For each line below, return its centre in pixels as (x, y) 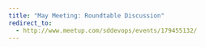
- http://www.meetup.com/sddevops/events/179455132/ (107, 30)
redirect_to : (30, 23)
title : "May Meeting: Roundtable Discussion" (86, 16)
